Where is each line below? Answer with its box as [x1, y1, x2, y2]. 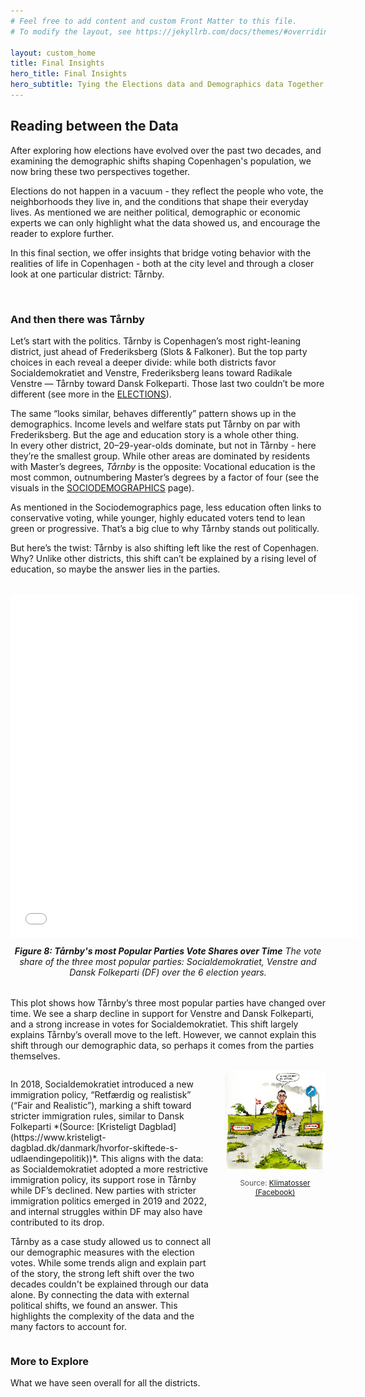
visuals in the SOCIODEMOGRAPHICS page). [10, 481, 195, 494]
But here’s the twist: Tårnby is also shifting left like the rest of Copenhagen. [10, 541, 320, 554]
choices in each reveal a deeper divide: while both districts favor [10, 356, 277, 368]
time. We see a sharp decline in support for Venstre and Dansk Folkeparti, [10, 1007, 315, 1019]
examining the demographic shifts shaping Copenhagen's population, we [10, 155, 312, 167]
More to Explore [10, 1354, 90, 1368]
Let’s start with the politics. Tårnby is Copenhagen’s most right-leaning [10, 335, 302, 347]
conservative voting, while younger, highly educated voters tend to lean [10, 511, 306, 524]
